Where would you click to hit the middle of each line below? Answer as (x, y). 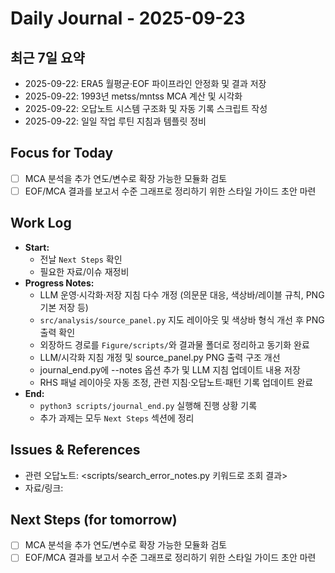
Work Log (41, 223)
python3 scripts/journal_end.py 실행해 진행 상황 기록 (148, 405)
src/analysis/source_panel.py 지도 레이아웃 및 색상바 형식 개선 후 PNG (182, 319)
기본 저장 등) (64, 307)
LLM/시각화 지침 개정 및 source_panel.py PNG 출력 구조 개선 (160, 357)
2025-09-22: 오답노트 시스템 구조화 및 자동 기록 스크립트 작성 (146, 108)
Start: (37, 247)
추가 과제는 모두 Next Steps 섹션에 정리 (117, 418)
